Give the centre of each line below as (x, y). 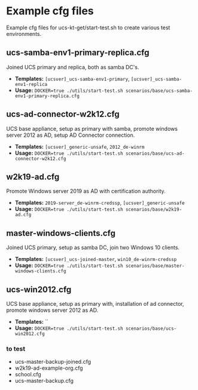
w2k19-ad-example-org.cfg (49, 368)
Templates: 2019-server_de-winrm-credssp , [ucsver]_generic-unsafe (100, 203)
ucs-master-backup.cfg (44, 381)
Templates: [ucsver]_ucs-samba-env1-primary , (72, 78)
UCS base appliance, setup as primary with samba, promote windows (92, 128)
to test (16, 349)
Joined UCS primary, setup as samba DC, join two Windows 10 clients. (93, 248)
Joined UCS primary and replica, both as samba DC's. (73, 67)
